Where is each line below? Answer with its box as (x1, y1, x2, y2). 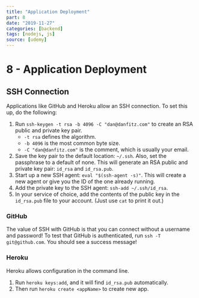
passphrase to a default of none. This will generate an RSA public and (14, 159, 188, 166)
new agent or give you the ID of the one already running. (14, 178, 155, 185)
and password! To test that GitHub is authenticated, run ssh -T (6, 232, 161, 239)
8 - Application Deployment (6, 62, 147, 76)
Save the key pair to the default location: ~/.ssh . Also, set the (14, 153, 167, 159)
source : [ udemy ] (6, 37, 47, 43)
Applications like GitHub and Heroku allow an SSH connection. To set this (6, 103, 188, 109)
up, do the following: (6, 109, 57, 116)
